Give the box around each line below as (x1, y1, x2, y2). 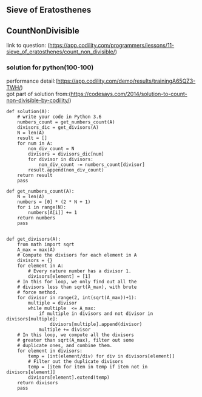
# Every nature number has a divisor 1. (28, 268, 132, 274)
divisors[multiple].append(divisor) (49, 321, 143, 327)
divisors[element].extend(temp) (28, 374, 110, 381)
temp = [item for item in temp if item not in (28, 364, 148, 370)
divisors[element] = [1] (28, 273, 91, 279)
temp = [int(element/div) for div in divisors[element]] (28, 353, 175, 359)
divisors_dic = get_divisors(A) (17, 124, 99, 130)
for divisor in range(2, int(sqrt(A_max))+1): (17, 294, 137, 300)
